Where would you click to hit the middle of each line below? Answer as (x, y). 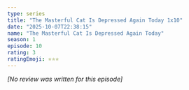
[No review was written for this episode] (65, 79)
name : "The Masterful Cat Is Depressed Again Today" (86, 33)
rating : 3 (22, 53)
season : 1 (22, 40)
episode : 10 (24, 46)
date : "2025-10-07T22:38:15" (50, 27)
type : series (26, 14)
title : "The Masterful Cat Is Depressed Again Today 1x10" (95, 20)
